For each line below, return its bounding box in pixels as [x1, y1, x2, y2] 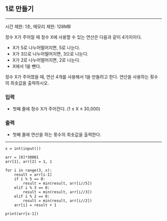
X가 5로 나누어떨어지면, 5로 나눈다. [12, 44, 81, 51]
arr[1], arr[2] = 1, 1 [5, 159, 52, 164]
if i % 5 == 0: [14, 177, 46, 182]
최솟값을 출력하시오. [10, 80, 49, 86]
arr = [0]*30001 [5, 155, 39, 160]
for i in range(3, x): [5, 168, 52, 173]
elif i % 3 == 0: [14, 185, 50, 190]
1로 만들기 [5, 4, 34, 13]
